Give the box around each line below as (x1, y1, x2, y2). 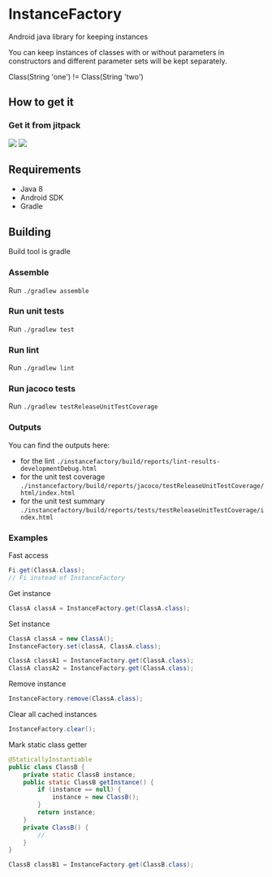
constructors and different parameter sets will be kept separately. (8, 56, 227, 66)
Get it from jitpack (8, 119, 81, 131)
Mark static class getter (8, 740, 88, 750)
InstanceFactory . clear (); (8, 725, 96, 733)
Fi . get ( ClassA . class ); (8, 566, 85, 575)
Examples (8, 532, 49, 543)
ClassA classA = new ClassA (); (8, 634, 114, 642)
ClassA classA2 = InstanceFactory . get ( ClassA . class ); (8, 664, 195, 672)
